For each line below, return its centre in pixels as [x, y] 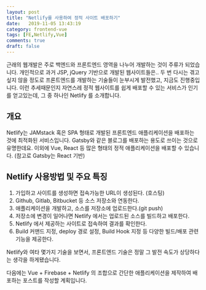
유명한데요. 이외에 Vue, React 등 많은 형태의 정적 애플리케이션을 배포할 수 [95, 147]
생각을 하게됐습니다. [37, 259]
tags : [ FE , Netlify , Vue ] [37, 35]
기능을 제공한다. [34, 239]
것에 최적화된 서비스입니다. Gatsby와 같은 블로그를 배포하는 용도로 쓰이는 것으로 [102, 140]
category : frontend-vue [37, 29]
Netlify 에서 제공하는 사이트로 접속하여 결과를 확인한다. [81, 223]
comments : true [26, 41]
